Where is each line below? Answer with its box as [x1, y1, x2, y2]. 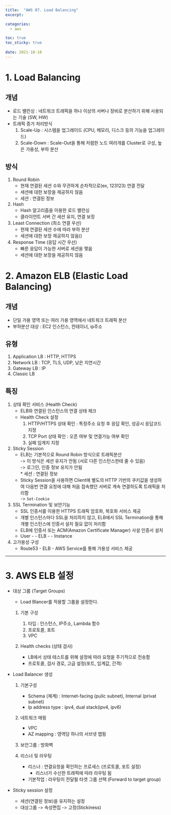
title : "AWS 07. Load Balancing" [5, 7, 79, 13]
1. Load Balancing [5, 72, 81, 83]
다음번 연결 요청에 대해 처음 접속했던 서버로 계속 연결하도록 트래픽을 [25, 483, 160, 490]
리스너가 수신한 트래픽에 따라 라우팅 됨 [35, 770, 112, 776]
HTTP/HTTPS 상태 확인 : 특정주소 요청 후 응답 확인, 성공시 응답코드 [27, 421, 162, 427]
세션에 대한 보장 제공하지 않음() [20, 232, 82, 239]
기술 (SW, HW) [18, 114, 48, 120]
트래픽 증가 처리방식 [12, 121, 52, 127]
